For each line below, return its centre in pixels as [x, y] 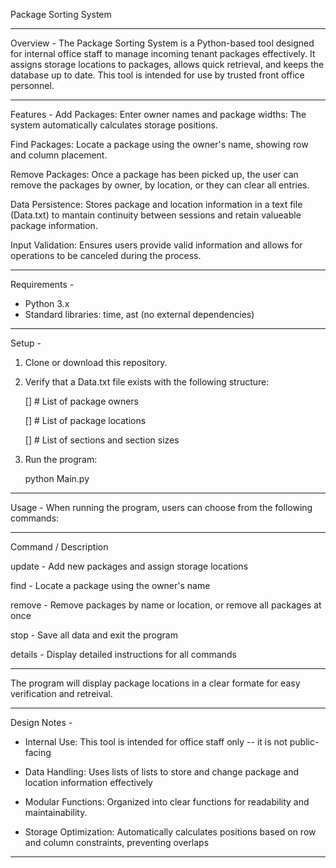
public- [304, 742]
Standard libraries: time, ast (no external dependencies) [139, 314]
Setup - [26, 343]
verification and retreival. [61, 693]
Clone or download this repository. [96, 362]
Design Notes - [41, 722]
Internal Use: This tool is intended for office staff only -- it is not [156, 742]
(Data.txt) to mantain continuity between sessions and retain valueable [156, 215]
